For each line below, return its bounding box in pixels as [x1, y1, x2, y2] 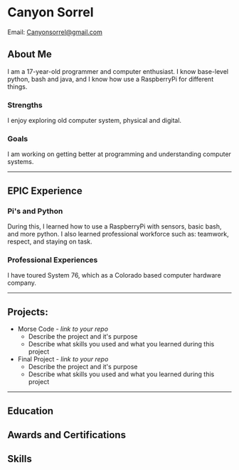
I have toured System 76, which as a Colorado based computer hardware [7, 271, 222, 280]
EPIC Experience [7, 185, 83, 197]
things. [7, 82, 28, 91]
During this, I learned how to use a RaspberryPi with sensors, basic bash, [7, 222, 222, 231]
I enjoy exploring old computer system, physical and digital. [7, 116, 182, 125]
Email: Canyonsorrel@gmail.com [7, 28, 103, 36]
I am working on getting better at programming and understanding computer [7, 150, 231, 158]
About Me [7, 48, 52, 60]
